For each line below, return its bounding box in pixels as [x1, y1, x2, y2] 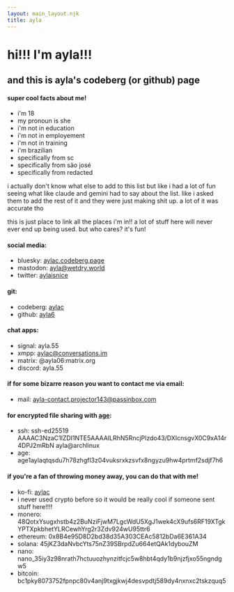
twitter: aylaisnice [17, 271, 68, 279]
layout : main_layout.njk [7, 10, 79, 17]
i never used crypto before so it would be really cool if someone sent [17, 495, 215, 504]
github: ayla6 [17, 310, 55, 318]
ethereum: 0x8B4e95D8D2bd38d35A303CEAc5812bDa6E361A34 [17, 532, 207, 540]
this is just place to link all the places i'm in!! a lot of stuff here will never [7, 217, 213, 226]
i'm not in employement [17, 132, 85, 140]
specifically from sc [17, 154, 75, 162]
